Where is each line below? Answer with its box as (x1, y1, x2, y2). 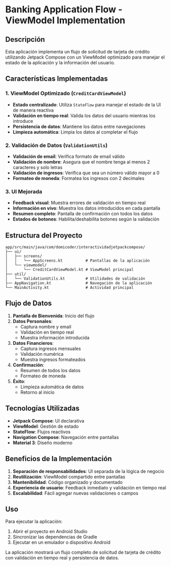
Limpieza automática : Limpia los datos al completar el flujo (12, 129, 138, 135)
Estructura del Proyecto (5, 231, 83, 240)
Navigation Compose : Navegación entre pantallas (12, 434, 119, 440)
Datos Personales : (12, 318, 53, 324)
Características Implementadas (5, 75, 108, 83)
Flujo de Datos (5, 299, 52, 308)
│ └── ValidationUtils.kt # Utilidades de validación (5, 276, 145, 281)
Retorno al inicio (20, 389, 55, 395)
